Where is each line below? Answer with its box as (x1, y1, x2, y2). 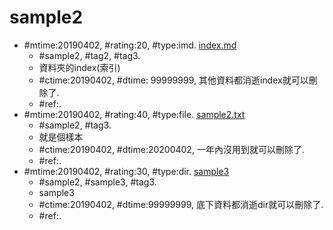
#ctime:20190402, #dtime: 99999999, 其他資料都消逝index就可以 (38, 74, 309, 86)
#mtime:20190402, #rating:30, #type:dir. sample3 (23, 165, 230, 177)
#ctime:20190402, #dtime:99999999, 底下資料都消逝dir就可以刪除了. (38, 198, 324, 210)
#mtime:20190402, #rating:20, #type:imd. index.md (23, 39, 237, 51)
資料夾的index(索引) (38, 61, 121, 73)
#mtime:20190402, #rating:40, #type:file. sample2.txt (23, 108, 246, 120)
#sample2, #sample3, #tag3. (38, 176, 157, 188)
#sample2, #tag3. (38, 119, 112, 131)
